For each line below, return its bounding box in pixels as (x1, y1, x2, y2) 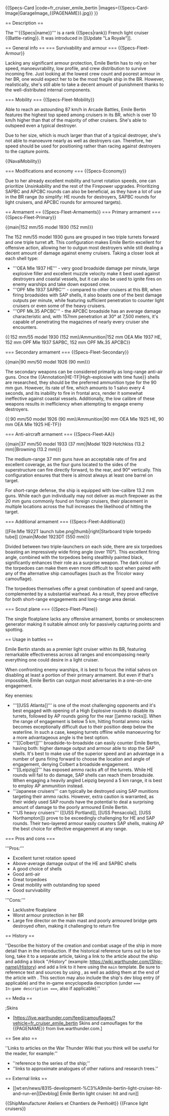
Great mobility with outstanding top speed (12, 882, 100, 888)
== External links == (5, 1076, 47, 1081)
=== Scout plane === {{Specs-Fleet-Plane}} (5, 606, 98, 612)
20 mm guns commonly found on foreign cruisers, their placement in (5, 498, 148, 504)
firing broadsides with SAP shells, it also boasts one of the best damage (12, 292, 162, 298)
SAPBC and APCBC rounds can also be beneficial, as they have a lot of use (5, 188, 161, 194)
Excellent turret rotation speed (12, 855, 76, 861)
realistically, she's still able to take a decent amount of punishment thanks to (5, 81, 164, 87)
